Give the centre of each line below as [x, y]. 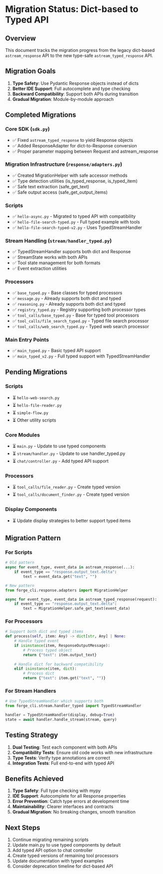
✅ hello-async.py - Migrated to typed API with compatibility [74, 216]
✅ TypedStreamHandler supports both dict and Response [72, 252]
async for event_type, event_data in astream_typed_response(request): [81, 599]
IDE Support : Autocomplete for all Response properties [69, 796]
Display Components [31, 509]
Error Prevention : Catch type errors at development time [71, 801]
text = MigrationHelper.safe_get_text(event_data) [77, 609]
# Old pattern [20, 563]
